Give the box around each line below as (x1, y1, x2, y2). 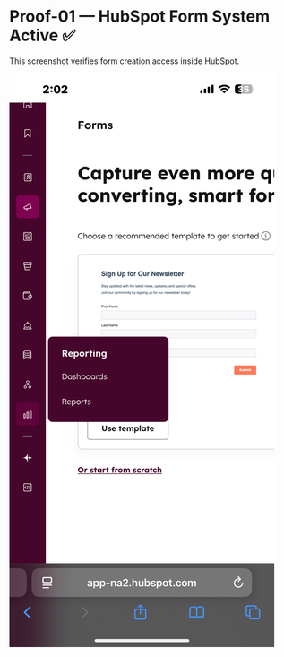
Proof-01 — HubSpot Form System (9, 6, 271, 27)
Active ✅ (9, 25, 76, 46)
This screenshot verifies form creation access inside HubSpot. (9, 56, 240, 66)
